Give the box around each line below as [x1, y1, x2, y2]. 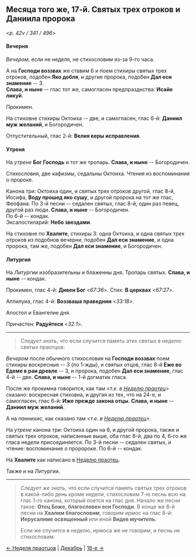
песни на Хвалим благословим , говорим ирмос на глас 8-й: [20, 510, 173, 517]
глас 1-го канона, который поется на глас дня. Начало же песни [20, 497, 181, 504]
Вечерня [6, 43, 28, 50]
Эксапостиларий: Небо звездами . [6, 219, 92, 226]
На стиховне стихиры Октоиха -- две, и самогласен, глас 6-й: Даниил [6, 115, 183, 122]
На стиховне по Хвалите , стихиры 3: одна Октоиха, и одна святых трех [6, 230, 185, 237]
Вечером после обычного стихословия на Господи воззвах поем [6, 355, 170, 362]
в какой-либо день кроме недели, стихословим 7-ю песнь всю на [20, 491, 185, 498]
